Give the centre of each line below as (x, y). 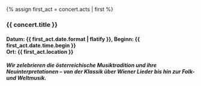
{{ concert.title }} (32, 24)
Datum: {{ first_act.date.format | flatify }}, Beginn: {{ (73, 39)
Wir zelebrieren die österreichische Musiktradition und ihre (82, 65)
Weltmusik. (32, 78)
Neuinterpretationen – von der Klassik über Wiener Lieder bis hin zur (94, 72)
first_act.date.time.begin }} (41, 45)
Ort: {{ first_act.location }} (40, 51)
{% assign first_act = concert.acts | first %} (60, 9)
